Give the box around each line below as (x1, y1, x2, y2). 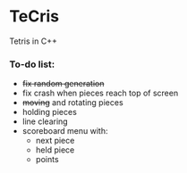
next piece (35, 136, 75, 146)
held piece (35, 144, 75, 155)
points (35, 154, 60, 165)
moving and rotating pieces (21, 97, 123, 108)
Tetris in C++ (9, 36, 58, 46)
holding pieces (21, 107, 78, 118)
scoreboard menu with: (21, 126, 108, 136)
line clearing (21, 116, 69, 127)
